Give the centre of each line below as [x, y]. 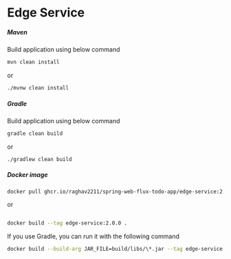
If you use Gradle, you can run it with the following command [93, 236]
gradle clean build [35, 133]
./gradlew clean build [40, 159]
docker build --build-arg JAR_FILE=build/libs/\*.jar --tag [95, 249]
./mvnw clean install [38, 88]
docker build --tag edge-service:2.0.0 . [67, 223]
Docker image [27, 175]
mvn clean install [33, 62]
